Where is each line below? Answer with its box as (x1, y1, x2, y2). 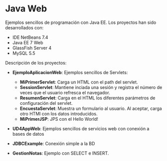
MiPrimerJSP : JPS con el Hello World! (19, 116, 99, 122)
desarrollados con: (5, 24, 44, 30)
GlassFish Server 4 (12, 45, 52, 51)
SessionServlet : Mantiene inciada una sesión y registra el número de (19, 84, 163, 90)
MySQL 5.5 (12, 50, 35, 56)
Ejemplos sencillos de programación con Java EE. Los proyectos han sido (5, 19, 157, 25)
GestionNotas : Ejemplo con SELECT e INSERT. (12, 150, 109, 156)
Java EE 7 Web (12, 39, 43, 45)
